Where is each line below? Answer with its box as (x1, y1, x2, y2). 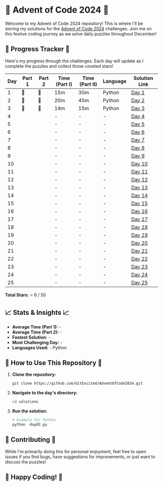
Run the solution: (12, 408, 48, 414)
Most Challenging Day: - (12, 339, 63, 345)
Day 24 (131, 271, 148, 278)
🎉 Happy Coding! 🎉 (5, 473, 63, 482)
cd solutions (12, 399, 39, 404)
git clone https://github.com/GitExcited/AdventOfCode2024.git (12, 381, 143, 386)
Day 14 (131, 192, 148, 199)
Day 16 (131, 208, 148, 214)
